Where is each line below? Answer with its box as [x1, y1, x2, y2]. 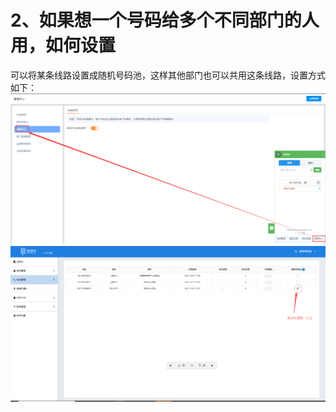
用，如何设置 [10, 34, 117, 57]
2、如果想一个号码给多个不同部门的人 [10, 9, 320, 32]
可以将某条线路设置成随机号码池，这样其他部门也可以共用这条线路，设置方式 [10, 69, 326, 81]
